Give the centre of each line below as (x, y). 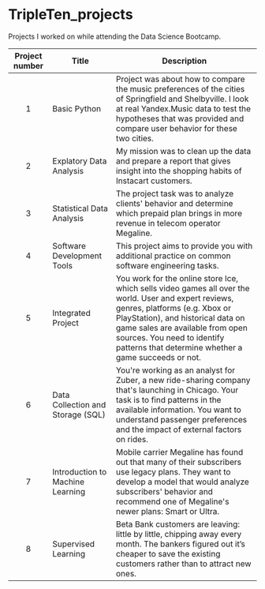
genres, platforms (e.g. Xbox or (173, 308)
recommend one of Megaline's (172, 501)
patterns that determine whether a (179, 347)
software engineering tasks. (167, 265)
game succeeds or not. (158, 357)
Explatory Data (80, 161)
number (28, 66)
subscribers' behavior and (164, 491)
